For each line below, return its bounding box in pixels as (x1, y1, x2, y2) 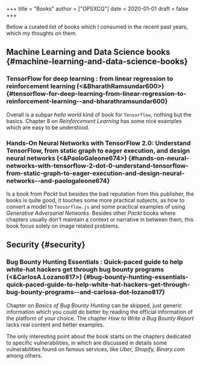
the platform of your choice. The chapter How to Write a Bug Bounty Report (6, 314, 194, 322)
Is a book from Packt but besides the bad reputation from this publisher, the (6, 190, 195, 197)
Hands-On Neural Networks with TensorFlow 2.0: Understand (6, 139, 191, 147)
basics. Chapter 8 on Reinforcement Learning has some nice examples (6, 117, 182, 124)
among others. (6, 352, 43, 359)
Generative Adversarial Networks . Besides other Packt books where (6, 209, 176, 217)
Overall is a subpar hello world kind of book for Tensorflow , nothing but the (6, 111, 192, 118)
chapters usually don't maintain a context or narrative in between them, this (6, 215, 194, 223)
